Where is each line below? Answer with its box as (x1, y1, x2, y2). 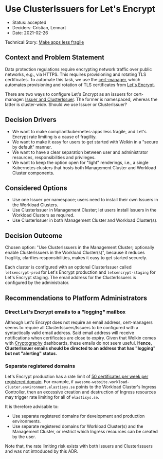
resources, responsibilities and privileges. (12, 154, 96, 160)
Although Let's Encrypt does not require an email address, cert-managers (5, 319, 153, 325)
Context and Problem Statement (5, 53, 105, 62)
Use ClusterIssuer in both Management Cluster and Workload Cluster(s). (12, 217, 158, 223)
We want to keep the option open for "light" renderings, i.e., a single (12, 159, 149, 165)
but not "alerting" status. (5, 350, 57, 356)
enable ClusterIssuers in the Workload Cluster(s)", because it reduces (5, 249, 145, 256)
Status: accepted (12, 19, 47, 25)
